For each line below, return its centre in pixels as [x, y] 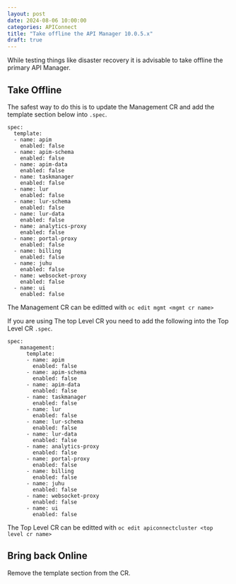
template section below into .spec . [57, 114]
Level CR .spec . [30, 328]
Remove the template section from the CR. [69, 573]
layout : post [26, 14]
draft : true [25, 40]
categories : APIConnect [42, 27]
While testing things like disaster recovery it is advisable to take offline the [116, 60]
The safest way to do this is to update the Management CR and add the [111, 107]
